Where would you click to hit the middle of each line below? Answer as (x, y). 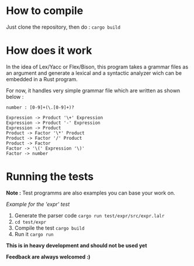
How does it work (49, 51)
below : (15, 96)
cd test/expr (30, 222)
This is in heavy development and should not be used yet (77, 245)
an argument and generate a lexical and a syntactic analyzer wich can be (94, 73)
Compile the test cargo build (49, 228)
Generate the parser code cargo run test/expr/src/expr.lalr (89, 215)
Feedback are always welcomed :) (48, 257)
